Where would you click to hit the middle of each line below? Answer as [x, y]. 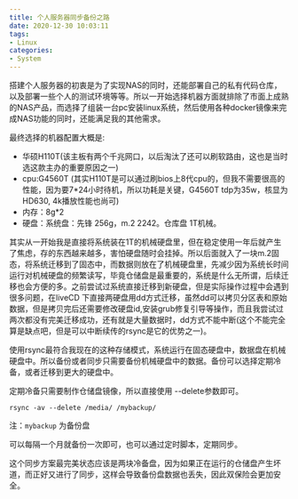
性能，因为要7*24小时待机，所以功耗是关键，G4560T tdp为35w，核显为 [155, 189]
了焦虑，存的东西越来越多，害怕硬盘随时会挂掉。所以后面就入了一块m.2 [141, 253]
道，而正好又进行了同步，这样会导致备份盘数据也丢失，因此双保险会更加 [141, 474]
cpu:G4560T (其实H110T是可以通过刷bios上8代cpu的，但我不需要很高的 [153, 178]
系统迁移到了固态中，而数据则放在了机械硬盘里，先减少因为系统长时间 [161, 264]
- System [25, 59]
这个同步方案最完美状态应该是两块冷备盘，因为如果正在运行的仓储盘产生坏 [145, 463]
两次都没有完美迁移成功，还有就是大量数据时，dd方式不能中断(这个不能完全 [148, 320]
